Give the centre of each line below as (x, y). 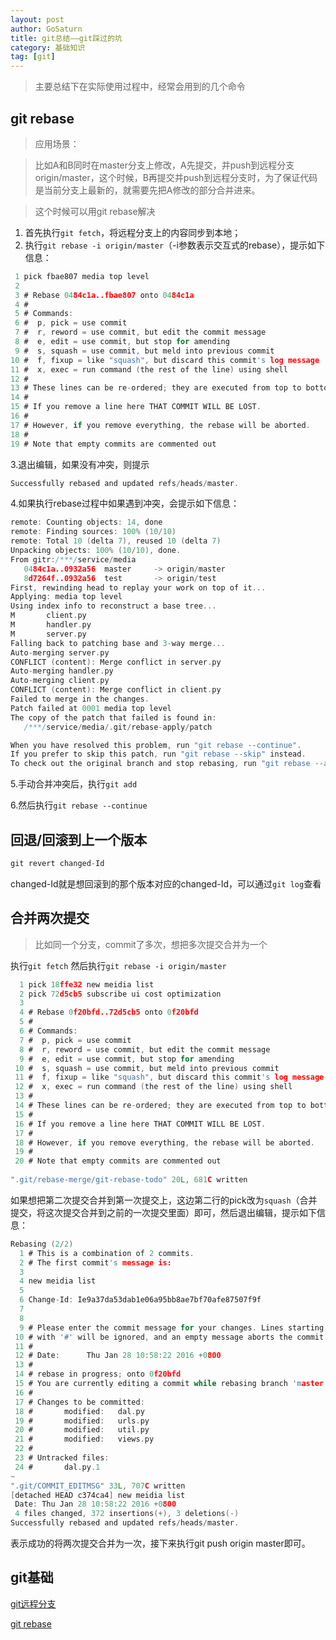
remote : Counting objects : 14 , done (86, 522)
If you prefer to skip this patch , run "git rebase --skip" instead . (158, 754)
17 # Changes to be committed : (79, 1402)
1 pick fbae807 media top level (82, 276)
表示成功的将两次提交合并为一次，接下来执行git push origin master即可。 (160, 1543)
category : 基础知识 (48, 47)
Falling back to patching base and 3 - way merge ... (118, 643)
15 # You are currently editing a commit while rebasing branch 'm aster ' (171, 1384)
